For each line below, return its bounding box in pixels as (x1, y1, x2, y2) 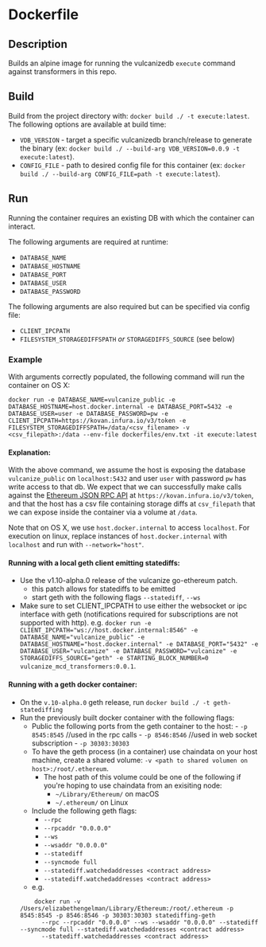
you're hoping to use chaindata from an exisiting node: (43, 781, 222, 790)
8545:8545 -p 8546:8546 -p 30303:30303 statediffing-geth (19, 911, 216, 919)
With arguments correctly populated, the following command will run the (8, 372, 245, 382)
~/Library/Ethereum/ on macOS (55, 789, 160, 798)
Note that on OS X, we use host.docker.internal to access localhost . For (8, 523, 250, 533)
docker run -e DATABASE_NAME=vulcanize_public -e (8, 396, 176, 404)
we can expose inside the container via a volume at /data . (8, 507, 198, 517)
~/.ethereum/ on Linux (55, 797, 129, 807)
